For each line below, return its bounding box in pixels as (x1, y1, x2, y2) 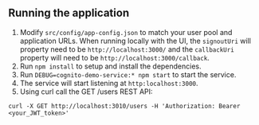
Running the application (8, 6, 130, 20)
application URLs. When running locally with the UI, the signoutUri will (19, 36, 251, 45)
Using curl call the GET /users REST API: (19, 87, 153, 96)
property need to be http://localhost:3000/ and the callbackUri (19, 44, 235, 54)
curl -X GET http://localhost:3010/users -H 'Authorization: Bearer (8, 102, 241, 110)
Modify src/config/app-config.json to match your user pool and (19, 27, 233, 37)
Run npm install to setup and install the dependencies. (19, 61, 202, 71)
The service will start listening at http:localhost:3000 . (19, 78, 198, 88)
